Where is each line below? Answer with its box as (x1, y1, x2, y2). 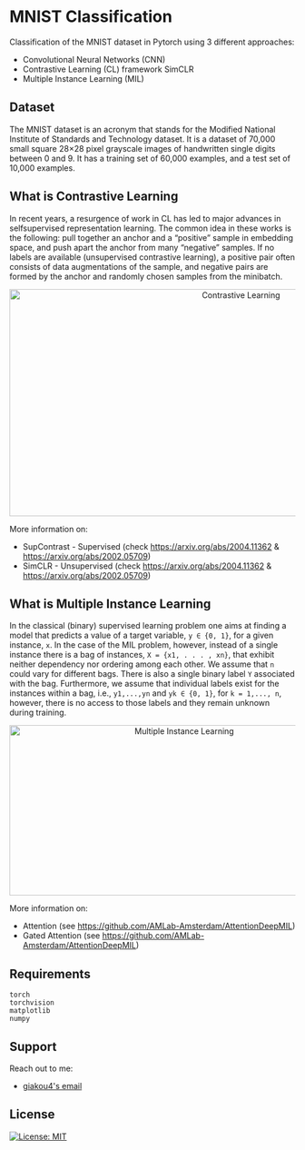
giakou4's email (22, 1081, 83, 1091)
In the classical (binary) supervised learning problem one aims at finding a (9, 620, 287, 631)
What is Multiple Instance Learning (9, 596, 212, 611)
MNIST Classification (9, 6, 172, 27)
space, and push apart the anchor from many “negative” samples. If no (9, 242, 275, 253)
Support (9, 1038, 57, 1055)
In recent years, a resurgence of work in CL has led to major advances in (9, 213, 281, 223)
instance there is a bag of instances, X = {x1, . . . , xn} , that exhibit (9, 649, 275, 660)
